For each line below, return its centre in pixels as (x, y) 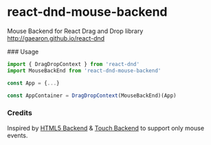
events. (18, 135)
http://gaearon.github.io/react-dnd (56, 38)
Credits (20, 113)
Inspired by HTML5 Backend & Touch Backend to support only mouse (106, 128)
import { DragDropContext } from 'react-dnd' (73, 64)
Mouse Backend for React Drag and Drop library (75, 31)
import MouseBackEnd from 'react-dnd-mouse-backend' (84, 70)
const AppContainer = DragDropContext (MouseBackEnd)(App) (92, 96)
